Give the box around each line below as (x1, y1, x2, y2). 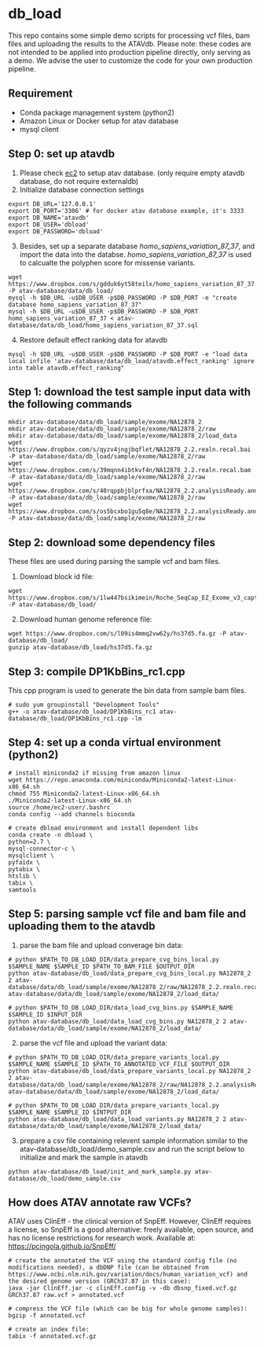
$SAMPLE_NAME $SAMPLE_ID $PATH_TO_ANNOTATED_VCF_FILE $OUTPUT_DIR (8, 1060, 230, 1068)
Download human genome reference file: (19, 614, 152, 625)
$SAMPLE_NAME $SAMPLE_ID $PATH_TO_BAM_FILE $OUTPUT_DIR (8, 962, 195, 970)
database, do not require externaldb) (19, 176, 139, 185)
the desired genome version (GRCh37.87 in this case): (8, 1277, 192, 1285)
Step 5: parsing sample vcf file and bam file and (8, 907, 246, 921)
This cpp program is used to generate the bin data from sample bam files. (8, 686, 247, 695)
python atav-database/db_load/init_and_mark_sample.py (8, 1167, 192, 1175)
